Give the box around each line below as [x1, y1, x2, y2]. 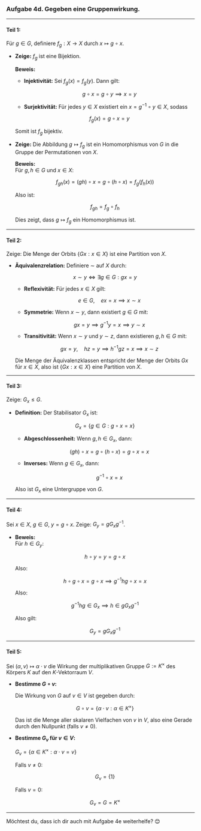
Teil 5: [6, 648, 22, 656]
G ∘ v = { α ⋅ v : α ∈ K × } [75, 704, 135, 712]
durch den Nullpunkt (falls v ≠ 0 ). [14, 723, 98, 730]
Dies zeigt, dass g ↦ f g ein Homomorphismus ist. [14, 216, 136, 225]
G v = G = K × [89, 798, 121, 808]
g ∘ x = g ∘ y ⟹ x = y [82, 90, 137, 97]
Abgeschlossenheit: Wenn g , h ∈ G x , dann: [23, 435, 133, 444]
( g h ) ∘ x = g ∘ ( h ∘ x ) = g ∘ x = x [69, 448, 150, 455]
